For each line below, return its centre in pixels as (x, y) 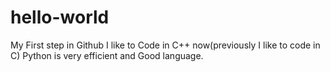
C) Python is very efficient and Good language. (107, 55)
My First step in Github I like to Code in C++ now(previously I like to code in (165, 45)
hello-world (60, 17)
